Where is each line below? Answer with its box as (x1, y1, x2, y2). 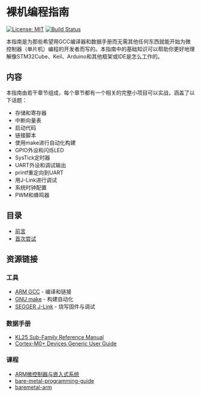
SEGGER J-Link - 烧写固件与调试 (14, 303, 96, 311)
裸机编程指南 (6, 5, 70, 19)
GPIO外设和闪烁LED (14, 146, 65, 154)
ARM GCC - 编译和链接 (14, 288, 72, 296)
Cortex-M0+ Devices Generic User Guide (14, 340, 117, 347)
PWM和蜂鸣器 (14, 191, 50, 198)
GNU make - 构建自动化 (14, 296, 74, 303)
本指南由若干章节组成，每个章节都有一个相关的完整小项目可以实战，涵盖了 (6, 89, 190, 96)
